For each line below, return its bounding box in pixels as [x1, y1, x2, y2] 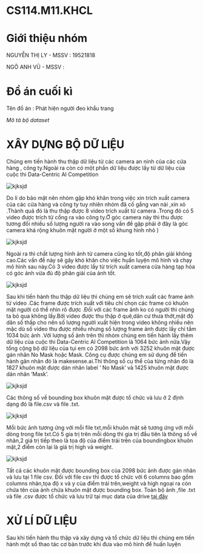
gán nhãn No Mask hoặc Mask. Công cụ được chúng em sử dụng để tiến [6, 351, 187, 358]
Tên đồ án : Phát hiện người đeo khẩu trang [6, 104, 114, 112]
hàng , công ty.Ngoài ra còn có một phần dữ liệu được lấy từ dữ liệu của [6, 165, 185, 171]
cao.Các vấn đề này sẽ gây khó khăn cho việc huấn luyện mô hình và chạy [6, 256, 193, 264]
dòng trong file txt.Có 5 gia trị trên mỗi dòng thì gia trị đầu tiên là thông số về [6, 431, 198, 437]
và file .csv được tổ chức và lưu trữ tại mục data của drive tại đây [6, 493, 168, 500]
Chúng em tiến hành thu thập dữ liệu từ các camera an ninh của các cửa [6, 158, 187, 165]
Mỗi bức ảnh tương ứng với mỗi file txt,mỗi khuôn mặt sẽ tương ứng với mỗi [6, 424, 194, 431]
